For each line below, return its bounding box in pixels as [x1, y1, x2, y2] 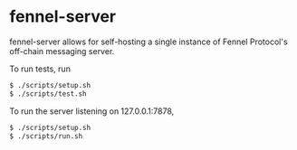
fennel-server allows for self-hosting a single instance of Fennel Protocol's [9, 36, 288, 47]
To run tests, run [9, 63, 71, 74]
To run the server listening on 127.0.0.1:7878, [9, 106, 175, 117]
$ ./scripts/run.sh [9, 131, 83, 141]
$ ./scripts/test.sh [9, 89, 88, 98]
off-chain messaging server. [9, 45, 115, 56]
